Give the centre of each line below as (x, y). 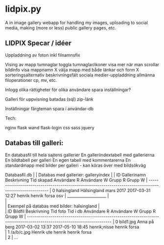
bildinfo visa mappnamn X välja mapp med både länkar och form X (72, 70)
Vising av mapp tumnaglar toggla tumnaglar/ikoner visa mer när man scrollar (82, 64)
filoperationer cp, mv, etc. (31, 80)
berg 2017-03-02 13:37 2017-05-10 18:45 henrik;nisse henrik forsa (72, 227)
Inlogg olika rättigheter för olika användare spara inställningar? (68, 90)
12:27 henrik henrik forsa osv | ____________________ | (57, 196)
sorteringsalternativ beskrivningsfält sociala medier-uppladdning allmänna (80, 75)
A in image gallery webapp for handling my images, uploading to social (77, 23)
